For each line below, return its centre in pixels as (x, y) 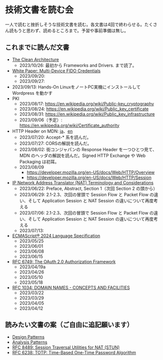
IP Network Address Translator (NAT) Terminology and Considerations (83, 182)
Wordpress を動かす (32, 93)
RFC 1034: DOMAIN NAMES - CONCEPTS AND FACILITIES (71, 287)
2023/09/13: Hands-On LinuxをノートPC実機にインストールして (76, 87)
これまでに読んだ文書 (37, 48)
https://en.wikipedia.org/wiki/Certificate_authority (69, 125)
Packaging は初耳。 (39, 161)
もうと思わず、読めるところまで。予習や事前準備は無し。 (71, 30)
